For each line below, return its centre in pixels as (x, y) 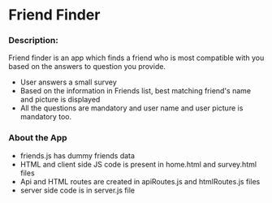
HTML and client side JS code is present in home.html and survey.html (138, 164)
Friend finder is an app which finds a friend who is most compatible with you (136, 58)
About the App (38, 138)
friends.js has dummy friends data (78, 155)
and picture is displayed (60, 100)
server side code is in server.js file (78, 190)
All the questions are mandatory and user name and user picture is (132, 108)
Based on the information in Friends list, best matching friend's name (136, 91)
